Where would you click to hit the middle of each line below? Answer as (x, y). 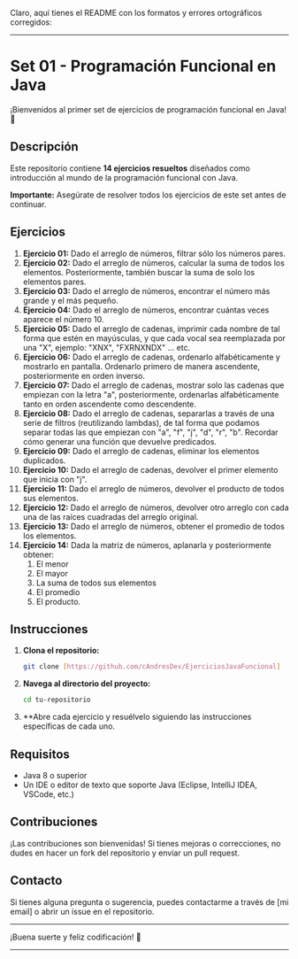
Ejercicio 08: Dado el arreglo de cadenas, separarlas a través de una (149, 413)
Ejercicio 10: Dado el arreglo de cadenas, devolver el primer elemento (150, 469)
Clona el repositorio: (61, 651)
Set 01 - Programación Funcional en (143, 66)
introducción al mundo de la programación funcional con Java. (124, 177)
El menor (52, 564)
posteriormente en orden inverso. (84, 375)
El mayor (52, 573)
